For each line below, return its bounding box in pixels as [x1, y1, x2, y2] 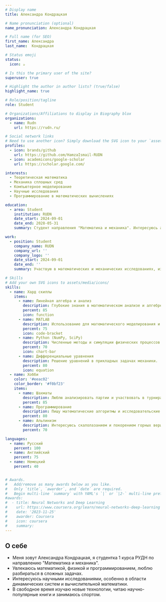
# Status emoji [5, 52, 37, 57]
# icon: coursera [5, 518, 48, 524]
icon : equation [23, 367, 54, 373]
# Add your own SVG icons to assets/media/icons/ [5, 280, 110, 285]
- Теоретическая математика [9, 175, 68, 180]
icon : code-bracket [23, 331, 63, 336]
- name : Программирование [18, 404, 72, 409]
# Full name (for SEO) [5, 34, 52, 40]
